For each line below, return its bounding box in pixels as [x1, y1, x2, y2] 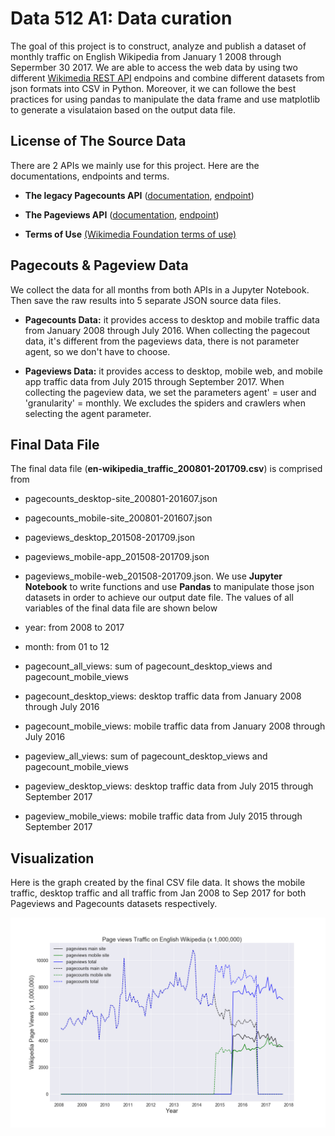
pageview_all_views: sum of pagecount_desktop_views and [24, 750, 268, 762]
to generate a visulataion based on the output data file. [10, 103, 236, 116]
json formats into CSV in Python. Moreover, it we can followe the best [10, 82, 297, 94]
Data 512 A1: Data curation [10, 7, 233, 30]
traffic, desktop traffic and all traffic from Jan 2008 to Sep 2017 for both [10, 887, 307, 899]
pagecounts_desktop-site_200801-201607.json [24, 493, 218, 505]
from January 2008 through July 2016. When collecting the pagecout [24, 324, 311, 336]
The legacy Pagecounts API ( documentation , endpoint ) [24, 189, 255, 201]
